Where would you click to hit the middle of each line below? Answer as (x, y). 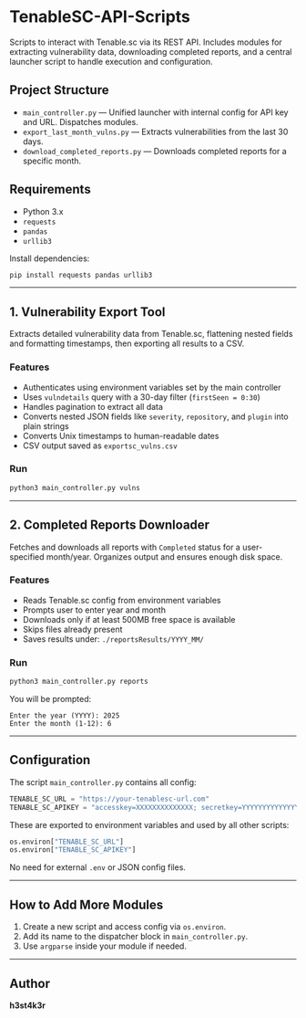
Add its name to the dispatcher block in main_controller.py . (135, 937)
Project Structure (59, 90)
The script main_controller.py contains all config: (103, 782)
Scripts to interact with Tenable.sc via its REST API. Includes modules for (146, 42)
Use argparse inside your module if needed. (104, 946)
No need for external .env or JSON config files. (98, 867)
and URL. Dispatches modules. (80, 121)
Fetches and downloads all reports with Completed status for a (125, 547)
